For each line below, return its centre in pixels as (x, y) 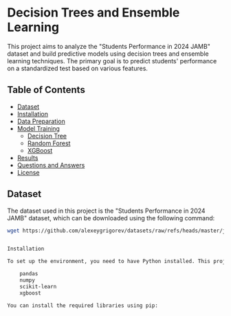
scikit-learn (38, 286)
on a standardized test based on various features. (77, 68)
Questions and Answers (51, 165)
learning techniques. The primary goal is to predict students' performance (112, 61)
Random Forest (49, 143)
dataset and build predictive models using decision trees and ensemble (108, 54)
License (28, 172)
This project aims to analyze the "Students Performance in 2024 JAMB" (109, 46)
